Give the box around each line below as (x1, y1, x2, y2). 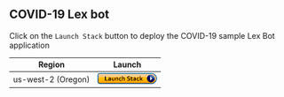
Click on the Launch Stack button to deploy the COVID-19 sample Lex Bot (9, 30, 275, 41)
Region (38, 59, 65, 70)
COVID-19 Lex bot (9, 7, 110, 22)
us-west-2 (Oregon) (12, 74, 91, 85)
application (9, 40, 51, 50)
